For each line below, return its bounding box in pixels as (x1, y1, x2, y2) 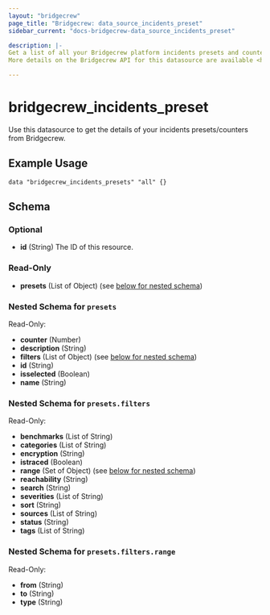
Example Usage (8, 156, 88, 170)
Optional (8, 224, 43, 235)
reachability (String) (19, 475, 88, 484)
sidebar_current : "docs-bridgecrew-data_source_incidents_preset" (8, 27, 235, 35)
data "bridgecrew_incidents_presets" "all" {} (8, 178, 167, 186)
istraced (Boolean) (19, 457, 83, 467)
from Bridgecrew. (8, 133, 66, 143)
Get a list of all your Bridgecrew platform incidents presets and (8, 49, 239, 57)
